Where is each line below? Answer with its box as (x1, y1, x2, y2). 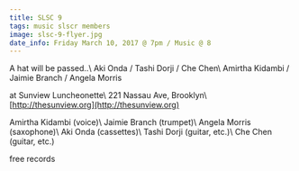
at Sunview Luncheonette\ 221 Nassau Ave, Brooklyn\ (9, 90, 207, 101)
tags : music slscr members (9, 22, 111, 31)
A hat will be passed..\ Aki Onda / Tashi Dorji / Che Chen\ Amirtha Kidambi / (9, 63, 290, 74)
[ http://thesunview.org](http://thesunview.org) (9, 100, 180, 111)
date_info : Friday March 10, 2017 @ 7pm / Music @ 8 (9, 38, 212, 48)
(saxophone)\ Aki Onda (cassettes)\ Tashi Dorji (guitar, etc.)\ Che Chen (9, 127, 273, 138)
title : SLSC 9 (9, 13, 63, 22)
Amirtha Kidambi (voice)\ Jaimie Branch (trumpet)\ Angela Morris (9, 117, 251, 128)
